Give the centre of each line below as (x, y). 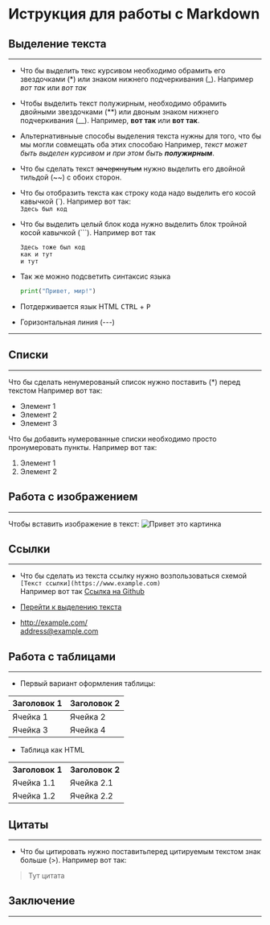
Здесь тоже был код (53, 247)
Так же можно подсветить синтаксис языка (95, 276)
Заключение (42, 901)
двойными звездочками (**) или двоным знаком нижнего (119, 112)
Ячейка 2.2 (92, 796)
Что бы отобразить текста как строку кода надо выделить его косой (137, 193)
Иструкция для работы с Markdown (134, 14)
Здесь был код (43, 209)
